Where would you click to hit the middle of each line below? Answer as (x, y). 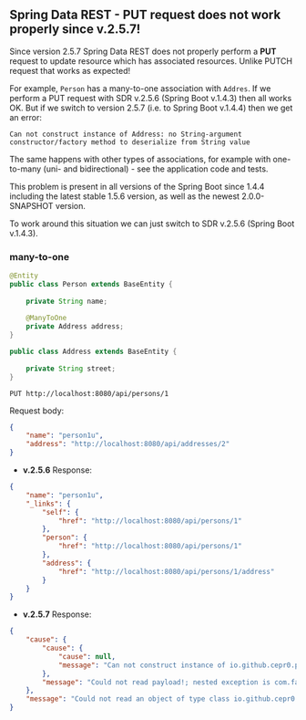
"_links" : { (48, 504)
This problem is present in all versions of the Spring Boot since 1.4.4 (137, 186)
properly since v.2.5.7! (75, 30)
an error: (26, 117)
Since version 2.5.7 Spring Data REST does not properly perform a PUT (143, 51)
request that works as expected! (70, 70)
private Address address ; (75, 327)
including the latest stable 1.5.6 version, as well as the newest (124, 196)
